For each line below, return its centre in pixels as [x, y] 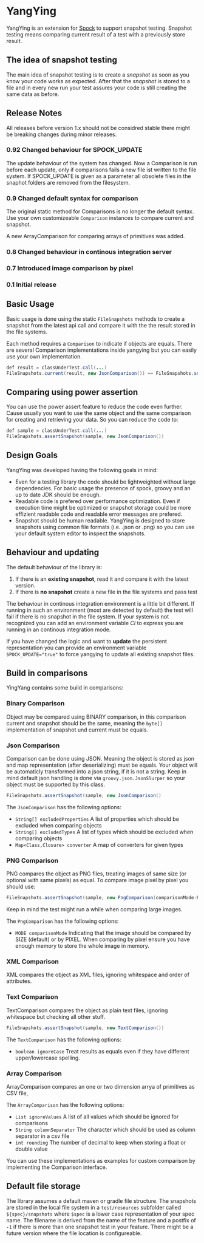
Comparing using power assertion [72, 392]
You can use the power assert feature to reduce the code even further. [95, 407]
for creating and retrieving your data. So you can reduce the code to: [92, 420]
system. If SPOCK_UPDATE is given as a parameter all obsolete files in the [99, 176]
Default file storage [43, 1186]
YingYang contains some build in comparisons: [65, 688]
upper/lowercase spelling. [47, 1058]
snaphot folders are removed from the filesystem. [68, 182]
